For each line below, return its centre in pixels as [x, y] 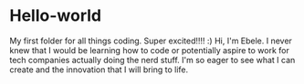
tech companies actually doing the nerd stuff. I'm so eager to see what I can [152, 60]
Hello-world [56, 16]
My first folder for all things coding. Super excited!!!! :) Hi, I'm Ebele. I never [151, 41]
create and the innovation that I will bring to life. [99, 70]
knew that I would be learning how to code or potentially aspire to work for [149, 50]
